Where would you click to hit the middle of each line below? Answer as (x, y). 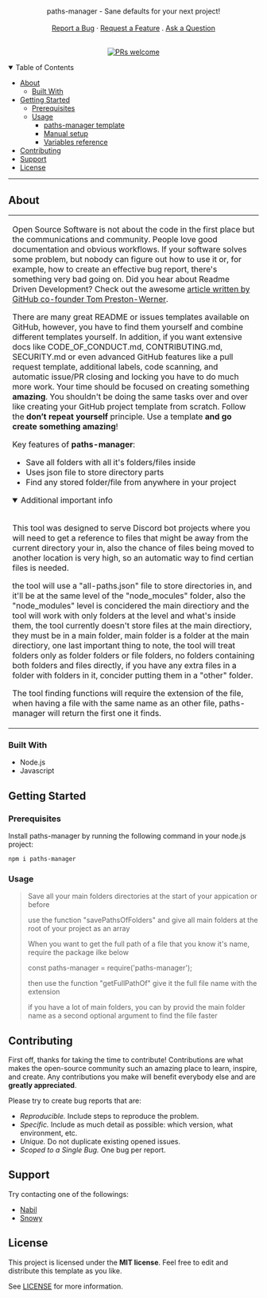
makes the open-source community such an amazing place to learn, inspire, (133, 1069)
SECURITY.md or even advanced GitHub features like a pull (123, 357)
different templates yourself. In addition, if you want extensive (127, 337)
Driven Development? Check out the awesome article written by (131, 289)
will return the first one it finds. (104, 713)
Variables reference (76, 143)
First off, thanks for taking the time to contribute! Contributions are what (126, 1060)
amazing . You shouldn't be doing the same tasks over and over (130, 397)
